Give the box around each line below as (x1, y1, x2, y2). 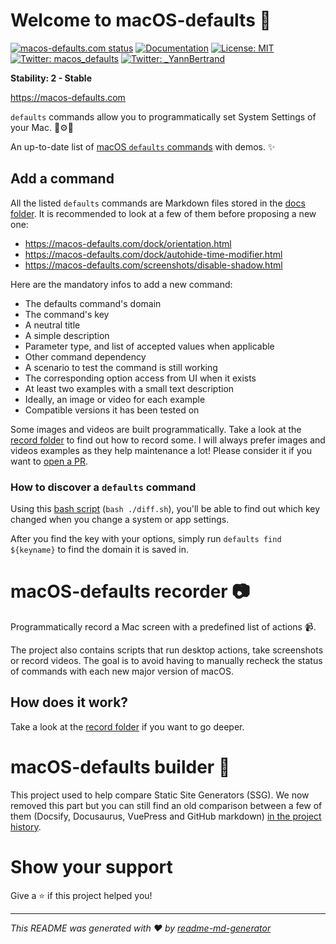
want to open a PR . (10, 455, 89, 467)
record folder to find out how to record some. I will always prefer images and (10, 434, 326, 446)
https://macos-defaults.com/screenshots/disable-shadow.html (24, 259, 283, 271)
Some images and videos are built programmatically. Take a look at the (10, 423, 302, 435)
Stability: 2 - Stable (10, 72, 92, 84)
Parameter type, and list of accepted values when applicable (24, 340, 275, 352)
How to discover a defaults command (10, 480, 197, 494)
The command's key (24, 308, 110, 320)
